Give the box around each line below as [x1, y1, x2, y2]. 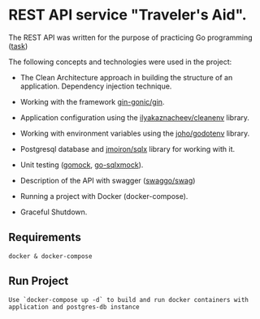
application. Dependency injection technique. [19, 81, 172, 91]
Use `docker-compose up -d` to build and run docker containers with [8, 295, 249, 304]
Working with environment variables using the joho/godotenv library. [19, 128, 250, 138]
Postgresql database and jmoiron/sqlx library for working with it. [19, 144, 236, 153]
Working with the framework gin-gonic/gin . [19, 97, 165, 106]
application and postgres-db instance [8, 303, 140, 311]
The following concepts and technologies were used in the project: [8, 57, 232, 67]
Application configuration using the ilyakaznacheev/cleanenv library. [19, 112, 250, 123]
